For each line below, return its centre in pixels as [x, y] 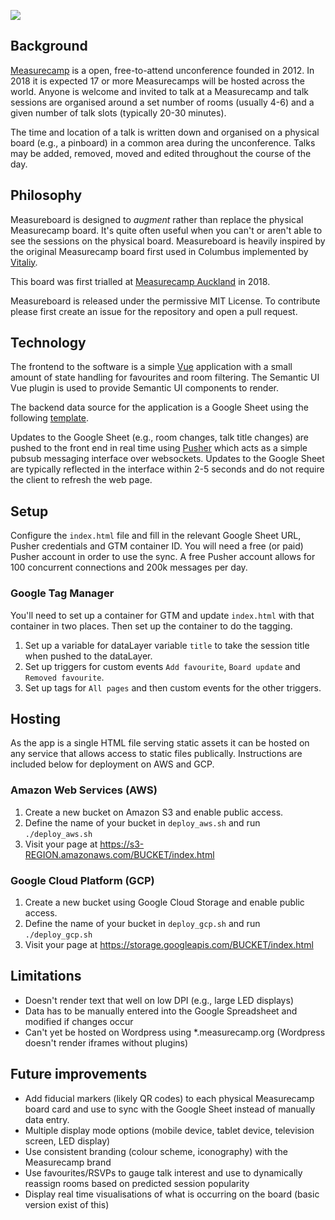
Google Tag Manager [62, 593]
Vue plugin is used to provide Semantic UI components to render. [145, 388]
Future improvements [79, 1074]
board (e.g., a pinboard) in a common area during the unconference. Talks [163, 142]
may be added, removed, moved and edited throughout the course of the [161, 153]
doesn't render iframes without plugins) [106, 1042]
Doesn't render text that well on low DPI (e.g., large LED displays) [159, 1000]
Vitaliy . [24, 262]
